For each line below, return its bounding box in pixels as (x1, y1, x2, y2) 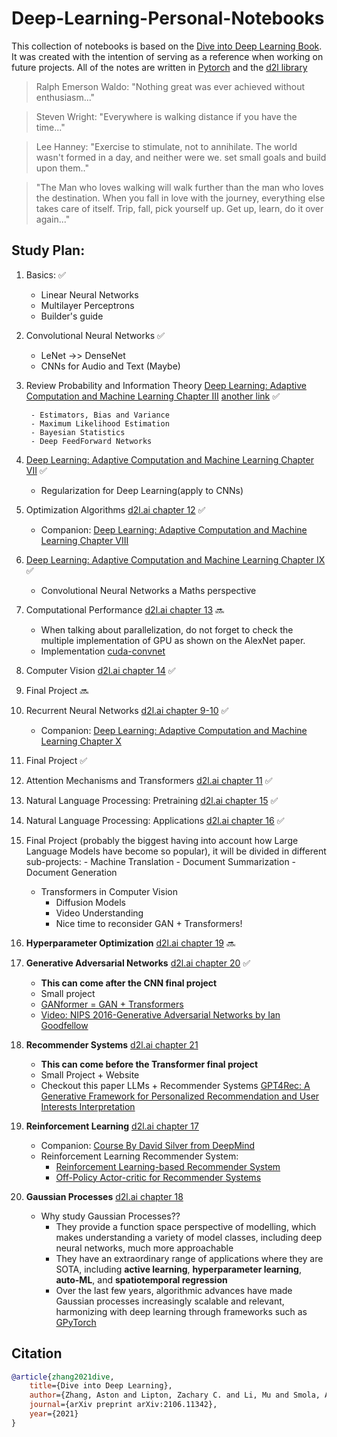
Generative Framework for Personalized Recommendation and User (40, 1090, 320, 1102)
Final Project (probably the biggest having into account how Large (25, 834, 299, 846)
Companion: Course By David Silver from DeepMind (40, 1139, 256, 1151)
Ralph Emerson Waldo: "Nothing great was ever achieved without (35, 80, 306, 92)
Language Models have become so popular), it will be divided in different (25, 845, 327, 857)
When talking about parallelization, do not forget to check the (40, 623, 294, 636)
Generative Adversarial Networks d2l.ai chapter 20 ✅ (25, 957, 251, 969)
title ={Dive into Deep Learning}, (29, 1381, 173, 1391)
